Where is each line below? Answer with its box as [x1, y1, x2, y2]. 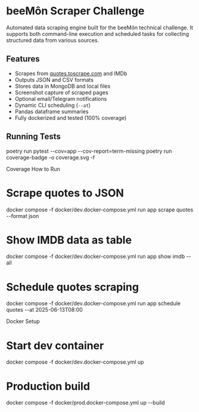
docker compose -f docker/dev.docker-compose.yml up [6, 358, 144, 365]
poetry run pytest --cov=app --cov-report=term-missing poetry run [6, 147, 172, 155]
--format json [6, 212, 39, 219]
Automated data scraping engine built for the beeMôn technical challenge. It [6, 24, 194, 31]
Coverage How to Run [6, 165, 61, 173]
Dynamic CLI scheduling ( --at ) [14, 102, 91, 109]
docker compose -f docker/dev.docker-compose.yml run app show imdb [6, 253, 185, 260]
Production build [6, 379, 91, 393]
